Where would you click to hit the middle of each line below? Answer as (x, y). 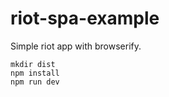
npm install (35, 73)
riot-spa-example (85, 18)
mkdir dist (33, 64)
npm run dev (35, 82)
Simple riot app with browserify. (76, 46)
